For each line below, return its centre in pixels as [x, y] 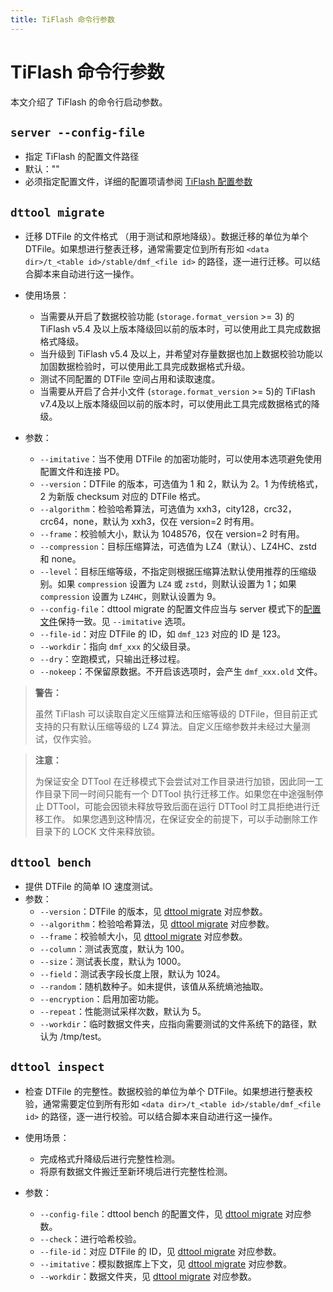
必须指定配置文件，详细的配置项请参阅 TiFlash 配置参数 [138, 182]
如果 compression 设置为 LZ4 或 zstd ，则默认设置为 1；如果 [177, 584]
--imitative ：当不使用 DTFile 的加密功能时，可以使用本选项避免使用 [181, 459]
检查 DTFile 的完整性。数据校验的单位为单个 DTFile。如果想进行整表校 [168, 1091]
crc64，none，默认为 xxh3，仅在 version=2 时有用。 [149, 522]
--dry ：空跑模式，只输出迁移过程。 [112, 659]
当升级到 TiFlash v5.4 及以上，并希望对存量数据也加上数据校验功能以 [181, 354]
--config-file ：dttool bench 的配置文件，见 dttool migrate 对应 [171, 1213]
